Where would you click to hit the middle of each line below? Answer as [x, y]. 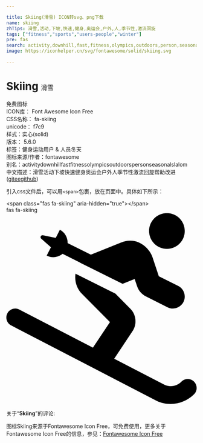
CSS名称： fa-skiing [31, 119]
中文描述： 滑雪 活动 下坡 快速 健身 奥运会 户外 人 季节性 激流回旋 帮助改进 [91, 172]
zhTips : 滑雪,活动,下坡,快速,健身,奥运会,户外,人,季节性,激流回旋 [81, 28]
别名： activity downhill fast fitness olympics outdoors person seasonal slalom [97, 164]
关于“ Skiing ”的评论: [31, 413]
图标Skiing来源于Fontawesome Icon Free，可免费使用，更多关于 [86, 426]
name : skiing [23, 23]
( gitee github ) [22, 179]
